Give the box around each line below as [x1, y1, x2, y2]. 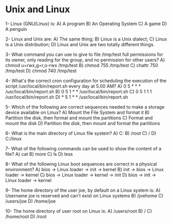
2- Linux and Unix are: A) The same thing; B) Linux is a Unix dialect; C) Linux [5, 36, 167, 42]
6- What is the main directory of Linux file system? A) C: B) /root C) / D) [5, 130, 157, 136]
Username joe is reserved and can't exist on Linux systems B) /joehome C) [5, 192, 163, 198]
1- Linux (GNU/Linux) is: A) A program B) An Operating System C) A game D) [5, 21, 167, 27]
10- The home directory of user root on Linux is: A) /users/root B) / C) [5, 208, 152, 214]
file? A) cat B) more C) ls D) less [5, 151, 73, 157]
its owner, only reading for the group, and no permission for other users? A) [5, 56, 165, 63]
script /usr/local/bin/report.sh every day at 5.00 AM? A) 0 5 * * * [5, 83, 141, 89]
